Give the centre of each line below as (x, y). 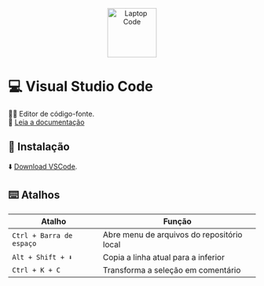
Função (178, 221)
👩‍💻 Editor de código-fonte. (51, 113)
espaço (24, 243)
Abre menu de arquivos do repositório (172, 234)
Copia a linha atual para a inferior (164, 257)
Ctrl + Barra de (42, 235)
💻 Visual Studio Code (81, 87)
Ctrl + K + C (37, 270)
